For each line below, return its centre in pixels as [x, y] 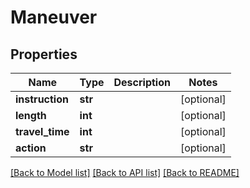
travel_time [42, 131]
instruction [42, 99]
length [31, 115]
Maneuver [54, 17]
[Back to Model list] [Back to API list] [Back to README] [125, 172]
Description [142, 82]
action [31, 148]
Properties [44, 54]
